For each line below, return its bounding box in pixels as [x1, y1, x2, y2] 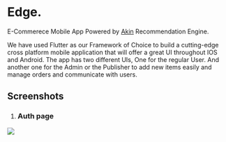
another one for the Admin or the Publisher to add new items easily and [7, 63, 212, 71]
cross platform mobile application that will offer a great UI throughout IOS [7, 48, 218, 56]
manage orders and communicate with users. [7, 70, 137, 79]
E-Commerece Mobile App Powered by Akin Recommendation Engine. [7, 27, 209, 35]
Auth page [17, 111, 54, 121]
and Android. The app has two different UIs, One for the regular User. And [7, 55, 220, 63]
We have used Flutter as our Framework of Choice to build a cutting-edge [7, 40, 219, 49]
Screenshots [7, 90, 64, 102]
